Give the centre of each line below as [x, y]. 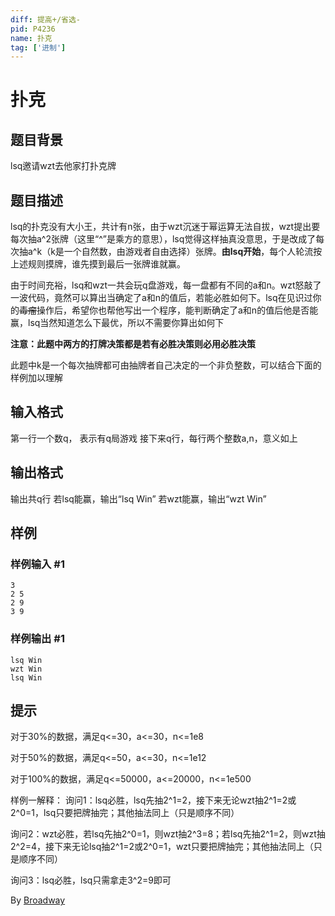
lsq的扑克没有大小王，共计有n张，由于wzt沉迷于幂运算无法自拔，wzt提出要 [165, 227]
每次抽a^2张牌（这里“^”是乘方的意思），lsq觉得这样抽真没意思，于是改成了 [163, 239]
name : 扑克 [31, 38]
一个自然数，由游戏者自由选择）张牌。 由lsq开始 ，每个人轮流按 [193, 252]
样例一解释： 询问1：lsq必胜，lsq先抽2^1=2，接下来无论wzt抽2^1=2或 [153, 800]
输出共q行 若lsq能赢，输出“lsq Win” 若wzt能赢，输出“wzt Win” [138, 498]
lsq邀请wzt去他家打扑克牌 [63, 166]
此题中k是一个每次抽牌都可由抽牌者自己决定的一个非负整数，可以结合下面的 [166, 365]
